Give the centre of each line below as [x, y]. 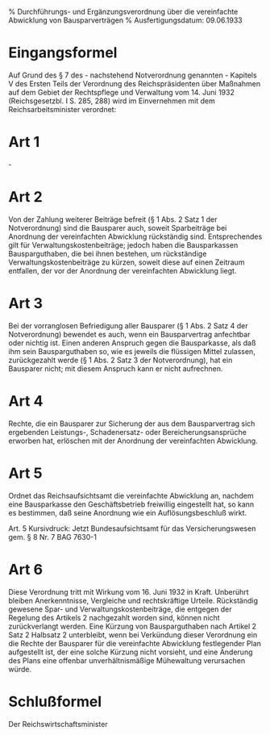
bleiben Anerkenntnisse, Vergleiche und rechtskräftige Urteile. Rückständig [133, 600]
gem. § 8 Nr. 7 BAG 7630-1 [52, 537]
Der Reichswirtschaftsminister [58, 724]
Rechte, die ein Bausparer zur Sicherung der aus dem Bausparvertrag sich [132, 424]
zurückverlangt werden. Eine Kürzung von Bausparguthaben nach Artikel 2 [132, 626]
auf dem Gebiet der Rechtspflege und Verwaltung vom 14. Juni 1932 [122, 92]
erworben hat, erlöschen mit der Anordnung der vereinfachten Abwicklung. [133, 441]
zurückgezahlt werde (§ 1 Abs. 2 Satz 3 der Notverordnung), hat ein [120, 360]
